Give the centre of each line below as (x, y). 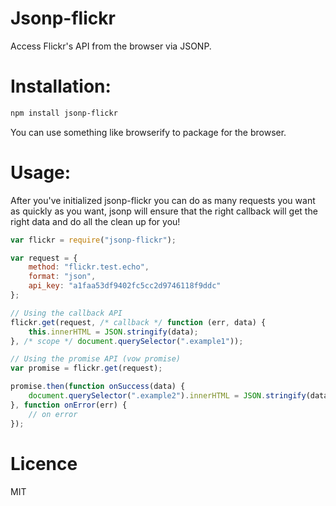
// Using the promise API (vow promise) (96, 359)
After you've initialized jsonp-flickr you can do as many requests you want (163, 200)
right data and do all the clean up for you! (95, 221)
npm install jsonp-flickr (64, 113)
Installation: (61, 86)
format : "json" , (62, 277)
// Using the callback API (66, 313)
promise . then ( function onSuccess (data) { (98, 387)
